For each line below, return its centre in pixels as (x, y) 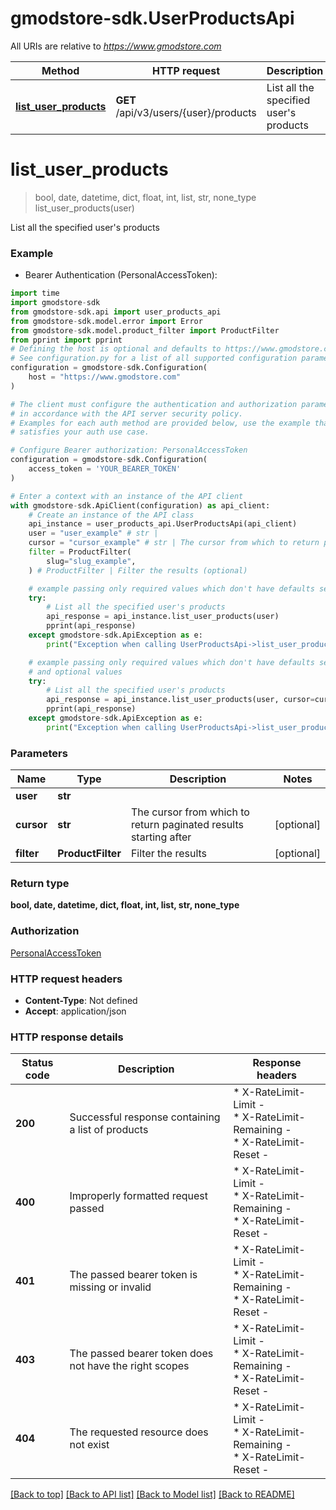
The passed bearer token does (141, 1354)
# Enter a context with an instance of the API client (127, 496)
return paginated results (187, 825)
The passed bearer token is (133, 1275)
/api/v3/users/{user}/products (186, 112)
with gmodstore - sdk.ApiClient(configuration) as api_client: (140, 505)
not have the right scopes (129, 1366)
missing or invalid (110, 1287)
